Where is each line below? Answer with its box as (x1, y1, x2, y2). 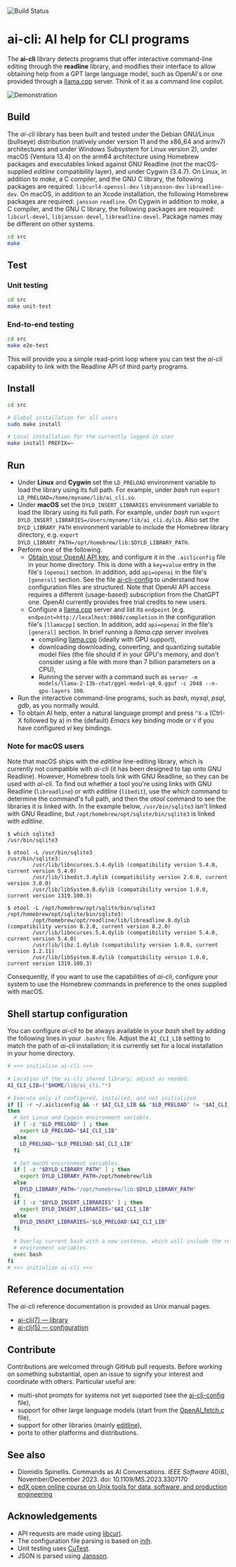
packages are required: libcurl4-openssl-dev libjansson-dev (7, 182, 185, 190)
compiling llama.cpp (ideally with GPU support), (38, 635, 177, 644)
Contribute (7, 1344, 56, 1356)
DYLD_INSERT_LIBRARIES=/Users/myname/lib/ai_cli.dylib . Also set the (17, 515, 219, 524)
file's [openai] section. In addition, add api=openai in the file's (27, 568, 207, 576)
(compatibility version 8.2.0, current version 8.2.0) (7, 923, 171, 930)
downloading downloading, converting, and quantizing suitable (38, 642, 221, 651)
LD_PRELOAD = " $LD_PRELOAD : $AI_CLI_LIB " (20, 1140, 133, 1147)
